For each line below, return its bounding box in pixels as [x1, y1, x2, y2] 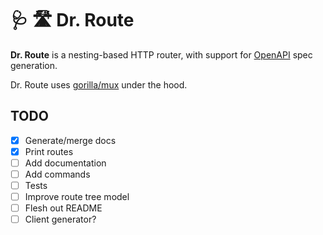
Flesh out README [24, 202, 103, 214]
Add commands [24, 168, 91, 180]
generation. [10, 59, 58, 71]
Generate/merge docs [24, 134, 117, 146]
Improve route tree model [24, 191, 130, 203]
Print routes [24, 145, 74, 157]
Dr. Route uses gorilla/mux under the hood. [10, 78, 188, 91]
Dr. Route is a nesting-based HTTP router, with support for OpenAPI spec [10, 48, 313, 61]
